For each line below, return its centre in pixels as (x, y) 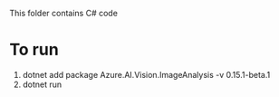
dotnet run (42, 84)
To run (34, 50)
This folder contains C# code (63, 13)
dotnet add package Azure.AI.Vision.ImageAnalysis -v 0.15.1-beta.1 (146, 74)
